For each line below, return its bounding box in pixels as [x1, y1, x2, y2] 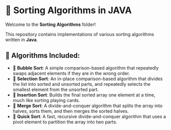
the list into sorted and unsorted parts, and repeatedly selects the [12, 81, 151, 87]
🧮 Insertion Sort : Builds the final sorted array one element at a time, [12, 91, 156, 98]
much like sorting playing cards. [12, 97, 80, 103]
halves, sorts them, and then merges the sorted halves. [12, 108, 129, 114]
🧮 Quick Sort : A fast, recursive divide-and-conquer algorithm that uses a [12, 113, 166, 119]
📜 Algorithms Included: [5, 51, 80, 60]
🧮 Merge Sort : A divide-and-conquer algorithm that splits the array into [12, 103, 163, 109]
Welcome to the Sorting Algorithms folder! [5, 21, 96, 27]
